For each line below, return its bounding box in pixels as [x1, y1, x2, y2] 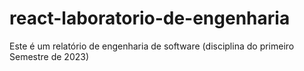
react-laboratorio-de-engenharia [9, 7, 291, 30]
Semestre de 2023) [9, 50, 90, 62]
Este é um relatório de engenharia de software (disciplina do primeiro [9, 40, 295, 52]
